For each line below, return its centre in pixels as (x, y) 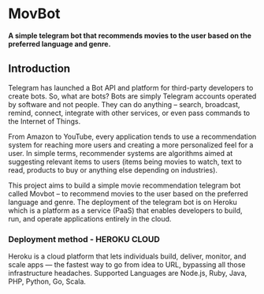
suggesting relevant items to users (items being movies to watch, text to (125, 162)
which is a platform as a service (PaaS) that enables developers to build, (125, 210)
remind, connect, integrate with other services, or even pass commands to (129, 113)
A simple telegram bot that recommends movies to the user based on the (130, 35)
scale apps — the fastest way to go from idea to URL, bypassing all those (127, 265)
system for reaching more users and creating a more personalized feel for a (131, 145)
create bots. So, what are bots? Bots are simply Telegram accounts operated (132, 96)
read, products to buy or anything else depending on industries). (113, 169)
